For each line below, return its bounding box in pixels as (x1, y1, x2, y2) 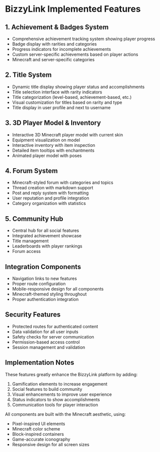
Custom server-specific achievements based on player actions (12, 51, 139, 57)
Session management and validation (12, 344, 85, 350)
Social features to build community (12, 386, 82, 392)
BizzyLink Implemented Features (5, 3, 141, 15)
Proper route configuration (12, 281, 66, 287)
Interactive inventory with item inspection (12, 142, 96, 148)
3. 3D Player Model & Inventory (5, 119, 101, 127)
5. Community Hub (5, 214, 63, 223)
